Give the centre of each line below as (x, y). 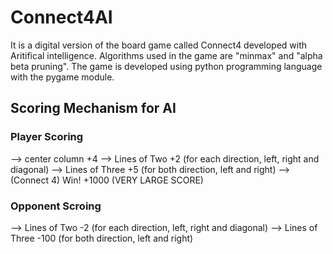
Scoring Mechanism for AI (93, 108)
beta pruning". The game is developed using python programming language (166, 66)
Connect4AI (61, 17)
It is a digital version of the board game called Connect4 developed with (159, 45)
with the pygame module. (62, 77)
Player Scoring (47, 137)
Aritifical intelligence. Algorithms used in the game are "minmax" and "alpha (166, 55)
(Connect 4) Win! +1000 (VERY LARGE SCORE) (107, 180)
